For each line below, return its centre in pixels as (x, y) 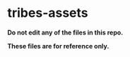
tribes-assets (48, 13)
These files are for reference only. (58, 46)
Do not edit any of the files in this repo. (65, 32)
